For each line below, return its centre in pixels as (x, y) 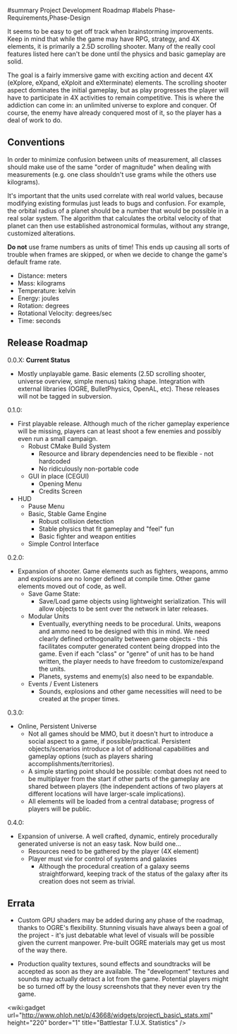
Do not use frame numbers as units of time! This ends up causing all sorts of (119, 247)
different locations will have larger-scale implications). (107, 794)
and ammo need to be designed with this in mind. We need (124, 631)
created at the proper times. (79, 698)
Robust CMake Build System (69, 446)
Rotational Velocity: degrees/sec (65, 313)
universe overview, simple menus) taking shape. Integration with (111, 381)
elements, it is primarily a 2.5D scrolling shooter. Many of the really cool (111, 46)
